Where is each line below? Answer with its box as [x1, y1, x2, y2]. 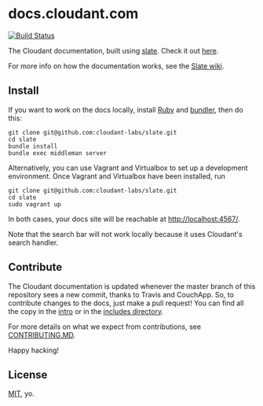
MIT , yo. [8, 389, 35, 398]
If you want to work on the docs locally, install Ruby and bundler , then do [8, 105, 243, 114]
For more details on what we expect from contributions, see [8, 322, 202, 331]
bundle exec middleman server [8, 149, 108, 157]
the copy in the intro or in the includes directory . [8, 306, 163, 316]
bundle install [8, 142, 58, 150]
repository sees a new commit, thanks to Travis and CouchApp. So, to [8, 290, 234, 299]
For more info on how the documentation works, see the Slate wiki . [8, 61, 225, 71]
